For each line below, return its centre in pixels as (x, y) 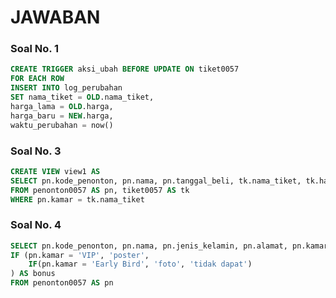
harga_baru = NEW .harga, (62, 116)
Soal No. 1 (35, 49)
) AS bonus (33, 274)
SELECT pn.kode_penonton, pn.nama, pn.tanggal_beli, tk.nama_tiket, (156, 181)
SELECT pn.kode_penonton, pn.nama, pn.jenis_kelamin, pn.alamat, (149, 246)
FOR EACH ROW (37, 79)
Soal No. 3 (36, 151)
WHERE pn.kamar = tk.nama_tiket (77, 199)
